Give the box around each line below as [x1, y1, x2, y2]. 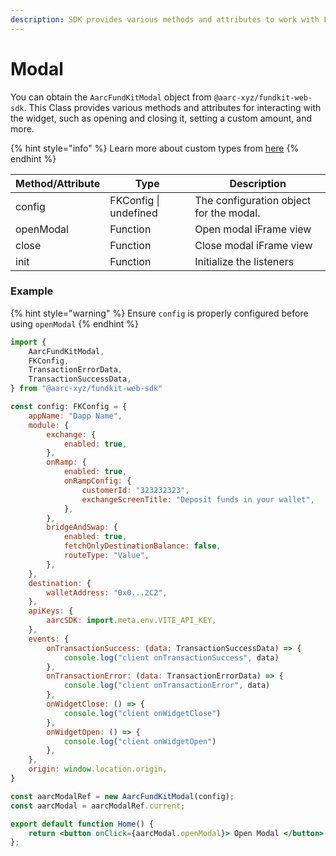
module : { [28, 420, 70, 430]
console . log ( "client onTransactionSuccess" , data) [63, 652, 280, 663]
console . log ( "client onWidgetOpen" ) [63, 736, 217, 746]
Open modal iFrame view [194, 222, 312, 236]
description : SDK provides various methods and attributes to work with [10, 14, 320, 25]
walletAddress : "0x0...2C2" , [46, 587, 168, 598]
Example [10, 284, 54, 298]
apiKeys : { [28, 606, 74, 616]
